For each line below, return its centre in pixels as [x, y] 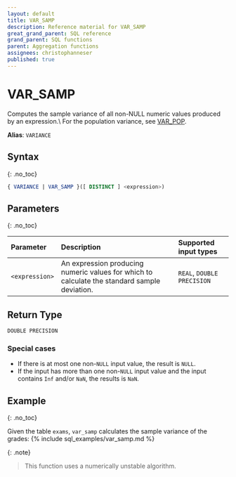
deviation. [77, 290]
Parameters [33, 208]
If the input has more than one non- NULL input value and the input [112, 371]
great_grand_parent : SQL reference [59, 33]
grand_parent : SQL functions [50, 40]
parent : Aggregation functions [53, 46]
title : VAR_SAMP [31, 20]
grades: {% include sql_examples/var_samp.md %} [81, 439]
